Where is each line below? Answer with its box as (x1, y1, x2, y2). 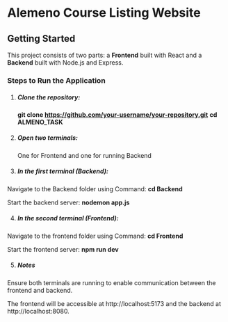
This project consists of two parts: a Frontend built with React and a (7, 51, 202, 59)
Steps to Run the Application (7, 75, 106, 85)
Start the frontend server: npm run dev (7, 245, 120, 253)
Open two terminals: (17, 134, 79, 142)
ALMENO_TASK (17, 118, 64, 126)
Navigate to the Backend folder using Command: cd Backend (7, 184, 183, 193)
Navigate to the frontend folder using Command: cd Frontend (7, 232, 184, 240)
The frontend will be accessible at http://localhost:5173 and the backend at (7, 299, 221, 307)
